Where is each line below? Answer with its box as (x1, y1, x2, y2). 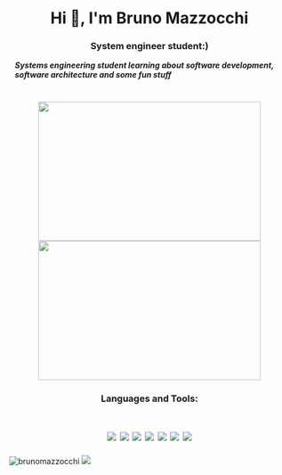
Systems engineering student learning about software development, (14, 60, 274, 70)
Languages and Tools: (101, 392, 198, 405)
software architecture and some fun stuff (14, 70, 172, 80)
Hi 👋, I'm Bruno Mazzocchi (50, 8, 249, 29)
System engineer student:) (90, 40, 209, 53)
